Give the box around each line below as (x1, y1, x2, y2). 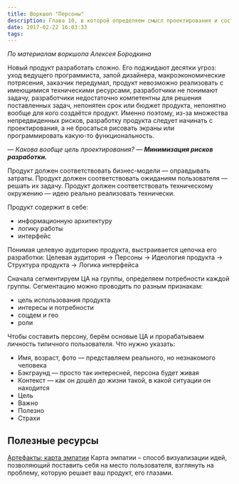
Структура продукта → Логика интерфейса (7, 261, 139, 269)
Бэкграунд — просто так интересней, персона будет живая (17, 369, 199, 377)
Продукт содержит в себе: (7, 203, 89, 212)
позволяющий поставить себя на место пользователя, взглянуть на (7, 461, 215, 470)
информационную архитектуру (17, 217, 112, 225)
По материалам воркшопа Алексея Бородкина (7, 50, 152, 58)
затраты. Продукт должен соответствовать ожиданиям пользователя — (7, 174, 228, 183)
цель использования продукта (17, 296, 111, 304)
